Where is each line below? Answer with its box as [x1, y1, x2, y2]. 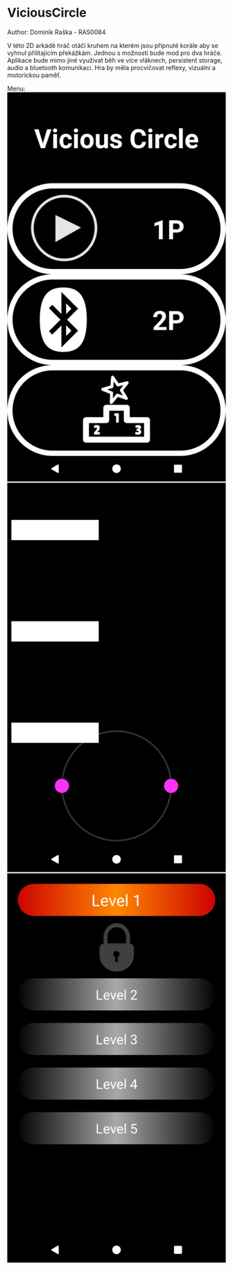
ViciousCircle [7, 5, 87, 21]
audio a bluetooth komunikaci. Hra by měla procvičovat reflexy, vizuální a [7, 63, 216, 72]
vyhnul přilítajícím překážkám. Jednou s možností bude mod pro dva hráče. [7, 49, 223, 57]
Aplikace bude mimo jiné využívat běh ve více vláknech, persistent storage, [7, 56, 223, 64]
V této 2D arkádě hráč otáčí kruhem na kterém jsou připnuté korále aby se [7, 41, 218, 49]
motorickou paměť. [7, 71, 62, 79]
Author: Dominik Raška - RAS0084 [7, 28, 106, 36]
